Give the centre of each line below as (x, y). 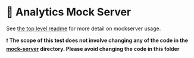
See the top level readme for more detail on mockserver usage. (84, 28)
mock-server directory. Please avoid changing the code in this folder (93, 49)
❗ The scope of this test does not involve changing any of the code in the (97, 40)
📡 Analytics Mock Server (69, 12)
